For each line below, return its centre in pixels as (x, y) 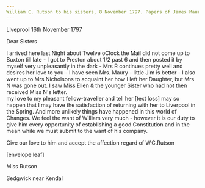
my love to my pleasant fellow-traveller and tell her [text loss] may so (93, 98)
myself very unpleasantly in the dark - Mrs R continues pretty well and (95, 66)
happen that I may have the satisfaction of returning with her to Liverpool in (101, 105)
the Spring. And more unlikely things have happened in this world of (92, 111)
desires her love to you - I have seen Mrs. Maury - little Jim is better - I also (101, 72)
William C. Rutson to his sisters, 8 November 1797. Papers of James (97, 12)
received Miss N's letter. (37, 92)
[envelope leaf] (25, 154)
